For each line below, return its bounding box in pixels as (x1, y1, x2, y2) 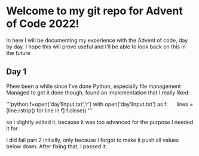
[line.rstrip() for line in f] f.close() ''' (6, 106, 93, 114)
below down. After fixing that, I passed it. (6, 142, 108, 150)
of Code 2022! (6, 17, 79, 30)
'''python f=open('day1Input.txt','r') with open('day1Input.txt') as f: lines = (6, 100, 193, 108)
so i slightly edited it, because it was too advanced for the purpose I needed (6, 118, 194, 126)
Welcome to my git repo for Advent (6, 4, 183, 18)
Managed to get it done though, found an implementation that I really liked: (6, 88, 190, 96)
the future (6, 49, 31, 56)
